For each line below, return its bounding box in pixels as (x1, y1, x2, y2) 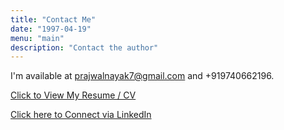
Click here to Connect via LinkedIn (10, 109, 152, 121)
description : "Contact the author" (10, 42, 159, 53)
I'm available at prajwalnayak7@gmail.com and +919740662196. (10, 70, 275, 82)
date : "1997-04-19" (10, 24, 92, 34)
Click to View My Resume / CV (10, 89, 137, 101)
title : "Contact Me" (10, 14, 97, 25)
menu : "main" (10, 33, 65, 43)
